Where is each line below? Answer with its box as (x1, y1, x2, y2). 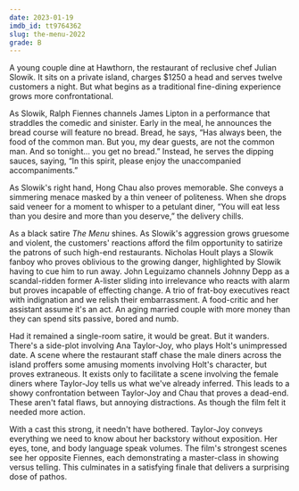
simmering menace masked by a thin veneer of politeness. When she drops (9, 192, 287, 203)
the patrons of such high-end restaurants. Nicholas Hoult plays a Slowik (9, 247, 274, 258)
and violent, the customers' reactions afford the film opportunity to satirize (9, 237, 283, 248)
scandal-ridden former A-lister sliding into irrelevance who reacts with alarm (9, 276, 290, 287)
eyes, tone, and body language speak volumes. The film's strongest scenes (9, 443, 287, 454)
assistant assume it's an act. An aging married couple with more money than (9, 304, 291, 315)
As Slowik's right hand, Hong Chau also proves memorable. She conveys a (9, 182, 284, 193)
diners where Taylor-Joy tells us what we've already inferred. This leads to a (9, 379, 290, 389)
